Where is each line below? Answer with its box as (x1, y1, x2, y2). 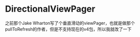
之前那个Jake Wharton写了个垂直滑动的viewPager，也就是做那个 (5, 20, 135, 26)
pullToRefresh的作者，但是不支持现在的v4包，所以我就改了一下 (5, 26, 132, 32)
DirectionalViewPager (5, 3, 96, 15)
